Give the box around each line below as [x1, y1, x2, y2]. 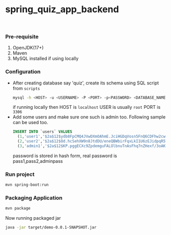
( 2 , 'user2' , [17, 139, 43, 144]
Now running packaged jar [5, 215, 61, 221]
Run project [5, 170, 35, 178]
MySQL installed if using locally [12, 55, 79, 62]
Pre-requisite [5, 33, 39, 40]
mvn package [5, 206, 31, 211]
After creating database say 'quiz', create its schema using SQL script [12, 80, 159, 86]
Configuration [5, 68, 41, 75]
